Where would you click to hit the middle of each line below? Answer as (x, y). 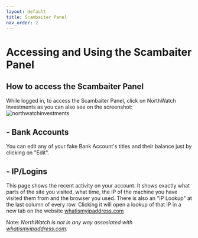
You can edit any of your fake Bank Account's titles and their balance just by (99, 147)
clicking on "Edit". (28, 153)
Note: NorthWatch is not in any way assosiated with (69, 222)
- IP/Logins (27, 171)
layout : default (26, 12)
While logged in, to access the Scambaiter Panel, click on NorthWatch (91, 101)
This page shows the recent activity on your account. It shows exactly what (98, 185)
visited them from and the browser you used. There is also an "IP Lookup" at (99, 198)
